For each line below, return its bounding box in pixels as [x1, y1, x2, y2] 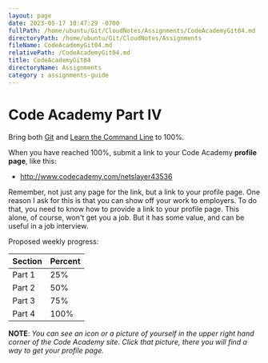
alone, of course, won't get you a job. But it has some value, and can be [8, 213, 245, 222]
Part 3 [12, 295, 36, 306]
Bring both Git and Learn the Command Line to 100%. [8, 132, 185, 142]
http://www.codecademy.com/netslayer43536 [19, 171, 173, 181]
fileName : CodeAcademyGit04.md [8, 42, 113, 50]
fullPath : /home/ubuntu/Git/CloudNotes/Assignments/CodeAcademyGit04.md [8, 26, 256, 34]
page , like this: [8, 156, 58, 166]
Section [12, 255, 42, 266]
